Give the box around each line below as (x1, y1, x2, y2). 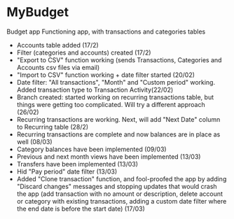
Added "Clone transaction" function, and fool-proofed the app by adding (16, 174, 227, 183)
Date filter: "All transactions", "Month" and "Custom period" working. (16, 78, 215, 86)
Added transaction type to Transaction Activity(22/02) (16, 85, 174, 94)
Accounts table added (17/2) (16, 41, 99, 49)
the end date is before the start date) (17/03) (16, 204, 145, 213)
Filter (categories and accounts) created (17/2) (16, 48, 151, 57)
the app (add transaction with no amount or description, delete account (16, 190, 223, 198)
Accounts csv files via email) (16, 63, 100, 71)
